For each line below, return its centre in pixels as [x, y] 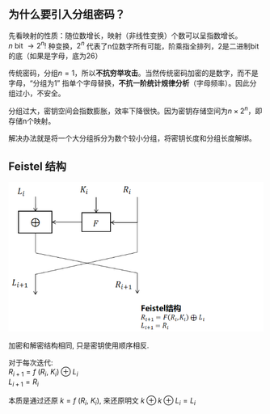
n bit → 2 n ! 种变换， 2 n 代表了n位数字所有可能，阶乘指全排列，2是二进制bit [134, 45]
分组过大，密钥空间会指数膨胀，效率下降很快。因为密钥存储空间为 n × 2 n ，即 [135, 110]
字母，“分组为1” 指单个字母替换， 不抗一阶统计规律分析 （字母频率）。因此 [129, 83]
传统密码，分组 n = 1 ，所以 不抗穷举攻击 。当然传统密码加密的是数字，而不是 [133, 73]
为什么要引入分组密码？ [67, 15]
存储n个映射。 [32, 121]
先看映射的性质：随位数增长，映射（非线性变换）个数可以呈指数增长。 [125, 36]
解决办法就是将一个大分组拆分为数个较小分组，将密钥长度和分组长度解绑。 [132, 138]
